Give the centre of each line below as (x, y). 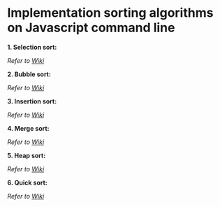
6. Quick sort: (27, 183)
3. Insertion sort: (32, 101)
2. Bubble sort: (29, 74)
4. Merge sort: (29, 128)
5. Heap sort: (27, 155)
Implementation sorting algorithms (110, 13)
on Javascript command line (91, 28)
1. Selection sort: (32, 47)
